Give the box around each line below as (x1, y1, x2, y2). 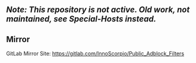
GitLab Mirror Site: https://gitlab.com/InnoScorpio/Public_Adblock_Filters (6, 50, 185, 57)
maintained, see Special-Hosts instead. (6, 14, 156, 24)
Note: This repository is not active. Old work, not (6, 5, 190, 15)
